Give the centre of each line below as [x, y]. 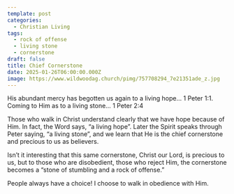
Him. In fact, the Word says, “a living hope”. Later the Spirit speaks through [115, 127]
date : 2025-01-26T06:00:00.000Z [54, 72]
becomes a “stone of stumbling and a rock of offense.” [86, 170]
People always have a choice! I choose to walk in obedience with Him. [108, 184]
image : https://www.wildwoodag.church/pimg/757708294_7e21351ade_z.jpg [114, 79]
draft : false [26, 59]
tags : [15, 33]
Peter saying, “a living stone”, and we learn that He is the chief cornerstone [115, 134]
